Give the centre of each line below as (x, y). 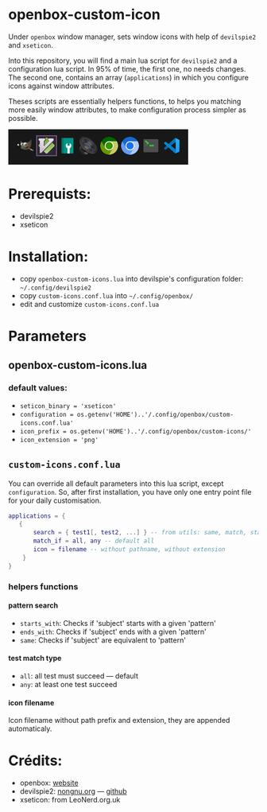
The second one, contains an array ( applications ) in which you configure (128, 77)
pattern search (33, 605)
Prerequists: (50, 194)
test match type (35, 659)
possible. (23, 118)
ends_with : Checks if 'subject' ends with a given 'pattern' (113, 631)
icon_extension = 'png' (59, 440)
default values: (38, 388)
